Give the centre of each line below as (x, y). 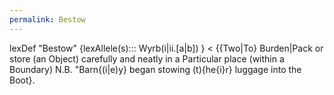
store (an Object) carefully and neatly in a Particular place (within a (147, 58)
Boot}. (22, 80)
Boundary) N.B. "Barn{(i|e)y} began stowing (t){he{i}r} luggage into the (155, 69)
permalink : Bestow (47, 19)
